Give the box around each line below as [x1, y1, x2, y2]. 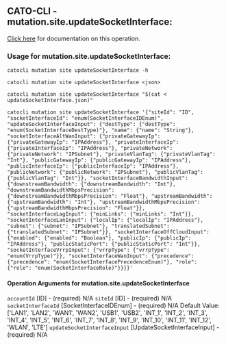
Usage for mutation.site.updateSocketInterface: [7, 51, 171, 61]
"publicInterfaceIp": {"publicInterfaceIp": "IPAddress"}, [7, 163, 179, 170]
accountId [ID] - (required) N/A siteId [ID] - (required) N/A [7, 294, 173, 303]
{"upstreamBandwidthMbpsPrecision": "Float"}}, [7, 205, 146, 212]
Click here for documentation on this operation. [7, 34, 140, 42]
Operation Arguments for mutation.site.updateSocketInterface [7, 279, 190, 287]
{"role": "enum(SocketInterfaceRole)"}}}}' [7, 265, 134, 272]
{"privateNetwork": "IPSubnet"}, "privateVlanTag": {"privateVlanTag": [7, 151, 216, 158]
